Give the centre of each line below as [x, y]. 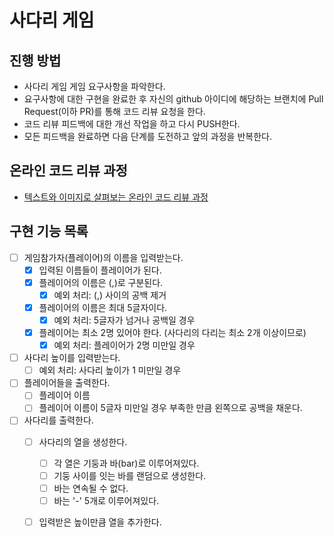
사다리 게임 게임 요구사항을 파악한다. [94, 86]
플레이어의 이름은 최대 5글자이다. [103, 307]
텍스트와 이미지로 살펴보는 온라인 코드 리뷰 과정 [116, 197]
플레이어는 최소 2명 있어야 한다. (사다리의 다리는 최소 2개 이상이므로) [172, 332]
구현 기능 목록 [49, 231]
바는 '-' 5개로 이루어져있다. [106, 500]
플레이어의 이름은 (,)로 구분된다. [101, 282]
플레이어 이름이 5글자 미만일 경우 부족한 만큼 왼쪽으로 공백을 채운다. [170, 408]
